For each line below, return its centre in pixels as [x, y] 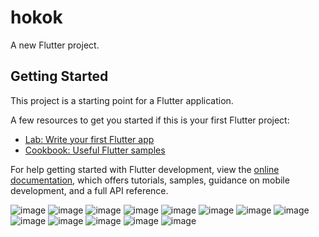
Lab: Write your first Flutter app [89, 139]
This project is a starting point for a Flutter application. [122, 100]
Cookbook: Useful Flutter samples [95, 150]
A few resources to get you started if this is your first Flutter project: [150, 120]
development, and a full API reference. [89, 190]
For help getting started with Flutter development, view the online [145, 169]
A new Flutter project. [55, 45]
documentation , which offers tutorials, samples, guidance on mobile [150, 180]
